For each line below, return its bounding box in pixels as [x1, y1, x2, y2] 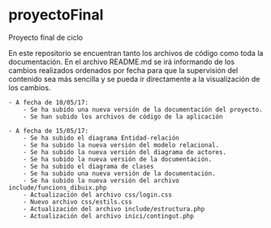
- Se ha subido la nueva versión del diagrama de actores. [23, 148, 227, 156]
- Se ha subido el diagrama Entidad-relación [23, 134, 180, 142]
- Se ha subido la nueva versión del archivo [23, 176, 180, 184]
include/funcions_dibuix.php [8, 183, 107, 191]
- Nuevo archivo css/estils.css [23, 197, 132, 206]
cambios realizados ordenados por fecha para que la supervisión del [8, 65, 239, 75]
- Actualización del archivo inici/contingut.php [23, 212, 195, 220]
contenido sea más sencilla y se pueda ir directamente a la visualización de [8, 74, 260, 84]
